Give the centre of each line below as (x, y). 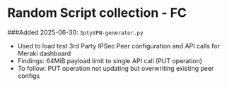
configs (29, 76)
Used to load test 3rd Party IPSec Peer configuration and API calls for (119, 46)
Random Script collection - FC (97, 13)
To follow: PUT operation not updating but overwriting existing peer (116, 68)
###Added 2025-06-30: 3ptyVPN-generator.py (75, 32)
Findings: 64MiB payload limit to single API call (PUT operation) (110, 60)
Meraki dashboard (44, 53)
